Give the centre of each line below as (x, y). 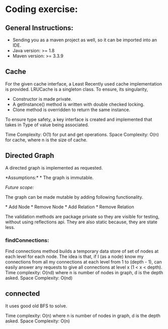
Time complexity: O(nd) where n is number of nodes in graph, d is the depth (84, 272)
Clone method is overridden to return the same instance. (71, 110)
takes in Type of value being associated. (47, 125)
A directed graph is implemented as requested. (54, 168)
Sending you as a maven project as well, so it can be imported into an (85, 40)
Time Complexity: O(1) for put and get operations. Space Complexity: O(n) (82, 134)
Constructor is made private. (42, 99)
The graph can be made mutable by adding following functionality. (74, 197)
